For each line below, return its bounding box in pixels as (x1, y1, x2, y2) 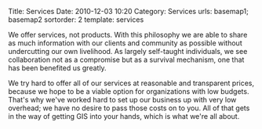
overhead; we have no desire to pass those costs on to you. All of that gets (8, 103, 250, 113)
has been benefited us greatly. (8, 63, 107, 73)
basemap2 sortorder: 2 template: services (8, 15, 144, 24)
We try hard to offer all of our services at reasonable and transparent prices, (8, 78, 255, 88)
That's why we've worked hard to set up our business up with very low (8, 95, 237, 104)
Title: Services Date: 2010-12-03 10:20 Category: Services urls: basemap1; (8, 7, 249, 16)
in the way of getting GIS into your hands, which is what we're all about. (8, 112, 240, 120)
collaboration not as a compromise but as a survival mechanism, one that (8, 55, 245, 64)
